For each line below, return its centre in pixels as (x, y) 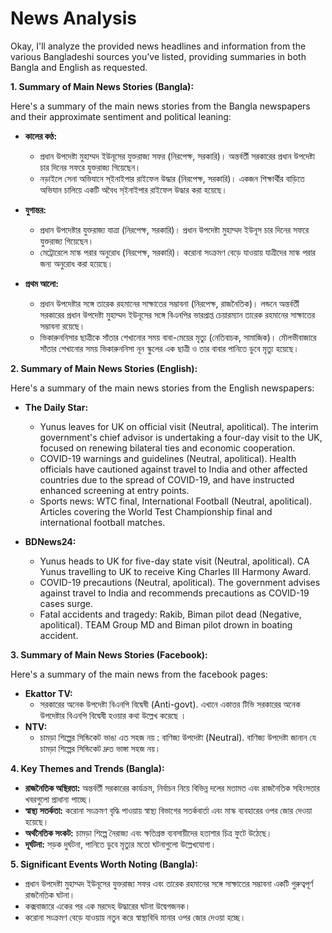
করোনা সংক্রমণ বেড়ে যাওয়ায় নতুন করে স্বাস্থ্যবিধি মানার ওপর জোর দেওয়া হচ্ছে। (135, 917)
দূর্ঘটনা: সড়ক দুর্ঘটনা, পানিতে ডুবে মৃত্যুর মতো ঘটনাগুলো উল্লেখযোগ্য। (120, 844)
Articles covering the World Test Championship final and (156, 511)
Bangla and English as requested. (79, 67)
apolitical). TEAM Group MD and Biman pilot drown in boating (166, 624)
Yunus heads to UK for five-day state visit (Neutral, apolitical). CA (174, 561)
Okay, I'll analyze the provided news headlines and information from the (158, 46)
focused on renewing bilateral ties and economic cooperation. (167, 448)
